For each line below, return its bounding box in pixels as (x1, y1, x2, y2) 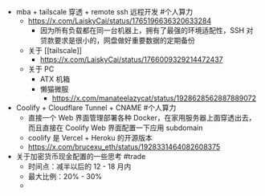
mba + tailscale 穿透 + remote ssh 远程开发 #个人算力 (15, 7, 194, 16)
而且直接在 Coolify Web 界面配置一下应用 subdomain (27, 123, 203, 133)
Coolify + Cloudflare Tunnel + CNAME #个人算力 (15, 103, 177, 112)
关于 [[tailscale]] (27, 46, 83, 55)
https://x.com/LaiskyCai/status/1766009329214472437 (39, 55, 223, 64)
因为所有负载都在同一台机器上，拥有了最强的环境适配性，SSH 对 (39, 26, 254, 35)
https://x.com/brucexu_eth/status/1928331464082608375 (27, 142, 221, 151)
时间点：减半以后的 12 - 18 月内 (27, 161, 132, 171)
